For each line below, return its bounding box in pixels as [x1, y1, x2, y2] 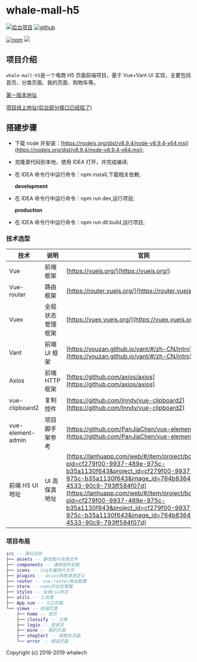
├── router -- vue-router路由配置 [6, 578, 87, 584]
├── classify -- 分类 [16, 616, 67, 623]
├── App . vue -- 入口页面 [6, 600, 63, 606]
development [14, 182, 48, 189]
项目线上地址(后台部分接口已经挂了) [6, 104, 93, 111]
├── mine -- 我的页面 [16, 627, 66, 633]
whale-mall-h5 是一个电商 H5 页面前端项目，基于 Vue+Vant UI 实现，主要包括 [6, 71, 191, 78]
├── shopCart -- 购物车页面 [16, 633, 81, 639]
